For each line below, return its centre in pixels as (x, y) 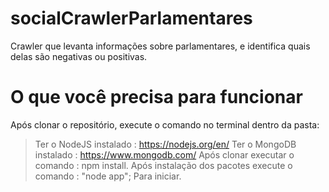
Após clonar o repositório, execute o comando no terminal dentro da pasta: (165, 124)
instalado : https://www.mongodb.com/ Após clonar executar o (164, 154)
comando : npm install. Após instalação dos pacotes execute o (163, 165)
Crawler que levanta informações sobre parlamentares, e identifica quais (160, 46)
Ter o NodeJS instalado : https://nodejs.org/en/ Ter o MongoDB (165, 144)
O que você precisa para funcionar (156, 97)
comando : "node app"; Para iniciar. (108, 176)
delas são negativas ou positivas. (79, 56)
